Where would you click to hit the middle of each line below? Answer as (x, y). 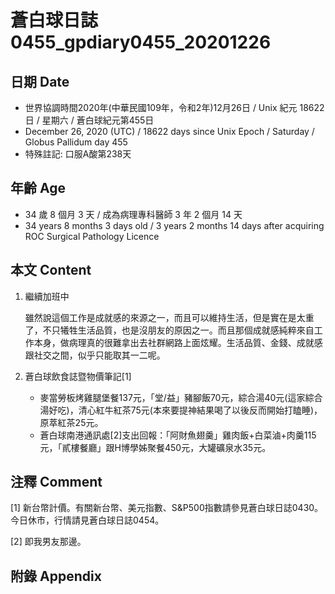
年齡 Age (38, 188)
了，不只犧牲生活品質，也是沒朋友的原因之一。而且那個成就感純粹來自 (169, 330)
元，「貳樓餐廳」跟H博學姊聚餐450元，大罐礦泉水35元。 (155, 447)
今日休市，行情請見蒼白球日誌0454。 (87, 520)
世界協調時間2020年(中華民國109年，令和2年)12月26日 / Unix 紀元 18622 (174, 107)
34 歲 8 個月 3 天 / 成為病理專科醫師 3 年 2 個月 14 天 (133, 214)
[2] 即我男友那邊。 (48, 542)
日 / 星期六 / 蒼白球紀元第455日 (89, 120)
